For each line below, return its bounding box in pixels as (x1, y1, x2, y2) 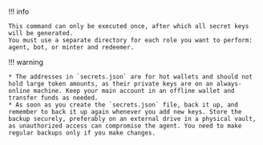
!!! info (8, 7, 30, 16)
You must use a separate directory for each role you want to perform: (8, 36, 253, 44)
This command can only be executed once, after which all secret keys (8, 22, 249, 30)
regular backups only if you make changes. (8, 129, 156, 137)
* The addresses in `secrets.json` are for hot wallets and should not (8, 73, 253, 81)
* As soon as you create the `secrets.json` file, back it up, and (8, 101, 239, 109)
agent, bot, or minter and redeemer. (8, 43, 135, 51)
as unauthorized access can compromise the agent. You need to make (8, 122, 242, 130)
